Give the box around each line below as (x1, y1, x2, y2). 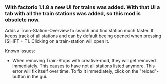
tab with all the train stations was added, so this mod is (5, 10, 141, 17)
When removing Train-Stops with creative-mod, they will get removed (12, 58, 156, 64)
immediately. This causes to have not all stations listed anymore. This (12, 63, 155, 69)
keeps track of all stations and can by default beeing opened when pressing (5, 33, 161, 39)
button (12, 74, 26, 80)
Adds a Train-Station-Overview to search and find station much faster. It (5, 28, 154, 34)
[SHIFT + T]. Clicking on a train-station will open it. (5, 38, 110, 44)
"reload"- (139, 68, 159, 74)
